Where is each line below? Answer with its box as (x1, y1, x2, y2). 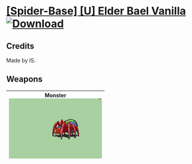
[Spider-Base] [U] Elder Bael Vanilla (6, 4, 186, 18)
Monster (44, 92, 67, 99)
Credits (6, 41, 35, 51)
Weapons (6, 74, 43, 85)
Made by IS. (6, 57, 36, 64)
